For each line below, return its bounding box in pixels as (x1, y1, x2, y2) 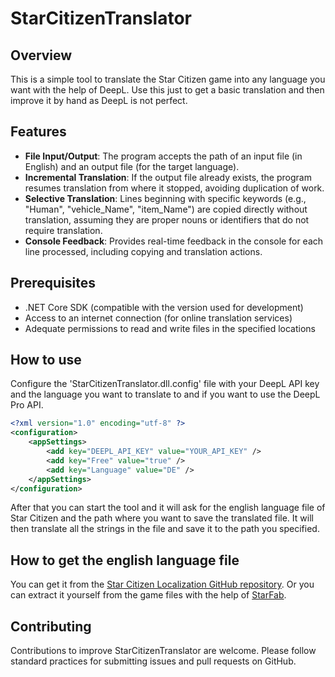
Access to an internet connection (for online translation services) (24, 312, 293, 324)
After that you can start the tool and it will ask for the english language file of (10, 502, 326, 514)
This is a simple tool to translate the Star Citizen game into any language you (10, 73, 326, 85)
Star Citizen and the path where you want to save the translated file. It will (10, 512, 314, 524)
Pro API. (10, 399, 44, 411)
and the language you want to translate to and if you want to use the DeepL (10, 388, 321, 401)
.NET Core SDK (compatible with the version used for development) (24, 301, 304, 313)
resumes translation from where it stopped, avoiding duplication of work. (24, 182, 325, 194)
